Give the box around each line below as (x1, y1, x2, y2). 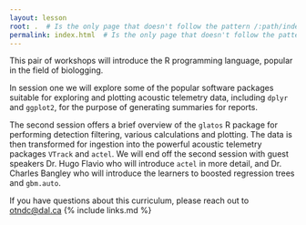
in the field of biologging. (9, 65, 104, 76)
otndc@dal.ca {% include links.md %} (9, 205, 152, 216)
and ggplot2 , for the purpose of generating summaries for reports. (9, 102, 258, 113)
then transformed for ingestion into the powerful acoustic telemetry (9, 138, 262, 150)
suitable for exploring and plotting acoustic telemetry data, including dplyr (9, 92, 289, 103)
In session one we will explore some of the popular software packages (9, 83, 274, 94)
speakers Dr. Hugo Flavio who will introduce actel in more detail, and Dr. (9, 159, 282, 169)
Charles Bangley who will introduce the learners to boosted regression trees (9, 168, 295, 179)
